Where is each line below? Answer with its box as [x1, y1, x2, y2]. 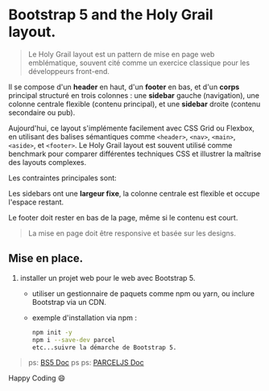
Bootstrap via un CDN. [31, 297, 107, 307]
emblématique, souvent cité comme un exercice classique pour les [27, 58, 250, 68]
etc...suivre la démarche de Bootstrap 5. [31, 344, 177, 352]
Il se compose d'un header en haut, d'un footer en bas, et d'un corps [8, 82, 240, 92]
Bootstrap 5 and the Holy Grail [8, 6, 213, 24]
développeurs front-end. [27, 66, 110, 76]
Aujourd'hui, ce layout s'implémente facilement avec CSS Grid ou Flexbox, [8, 123, 255, 133]
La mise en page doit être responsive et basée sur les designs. [27, 228, 236, 238]
